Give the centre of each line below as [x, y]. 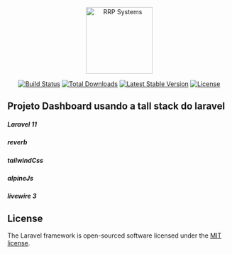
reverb [17, 142]
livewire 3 [22, 196]
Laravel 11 [22, 124]
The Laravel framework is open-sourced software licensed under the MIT [115, 236]
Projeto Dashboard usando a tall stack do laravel [116, 106]
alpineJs [21, 179]
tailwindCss [26, 160]
